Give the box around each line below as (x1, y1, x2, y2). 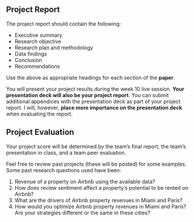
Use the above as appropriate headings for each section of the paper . (6, 74, 175, 81)
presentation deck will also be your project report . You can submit (6, 91, 169, 98)
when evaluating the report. (6, 110, 73, 117)
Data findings (14, 50, 47, 57)
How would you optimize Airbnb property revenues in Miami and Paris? (14, 203, 186, 210)
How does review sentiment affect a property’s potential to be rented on (14, 184, 189, 191)
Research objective (14, 37, 62, 45)
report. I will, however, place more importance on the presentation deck (6, 104, 182, 111)
